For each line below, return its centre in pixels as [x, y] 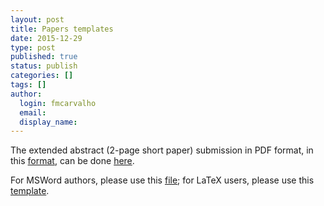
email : [33, 112]
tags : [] [28, 85]
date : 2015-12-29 [46, 38]
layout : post [37, 19]
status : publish [44, 66]
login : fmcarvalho [58, 103]
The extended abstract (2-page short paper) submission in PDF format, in [162, 150]
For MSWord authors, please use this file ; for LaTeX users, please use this [162, 180]
